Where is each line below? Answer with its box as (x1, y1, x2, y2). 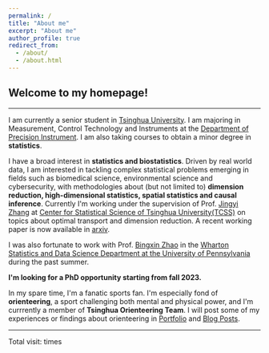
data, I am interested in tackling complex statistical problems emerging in (8, 164, 250, 174)
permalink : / (8, 11, 52, 20)
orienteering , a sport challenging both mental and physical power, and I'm (8, 296, 254, 306)
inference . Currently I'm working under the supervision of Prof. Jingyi (8, 198, 239, 209)
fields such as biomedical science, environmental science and (8, 173, 214, 183)
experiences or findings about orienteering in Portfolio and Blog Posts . (8, 314, 240, 323)
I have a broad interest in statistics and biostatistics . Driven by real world (8, 156, 252, 165)
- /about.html (15, 57, 62, 65)
